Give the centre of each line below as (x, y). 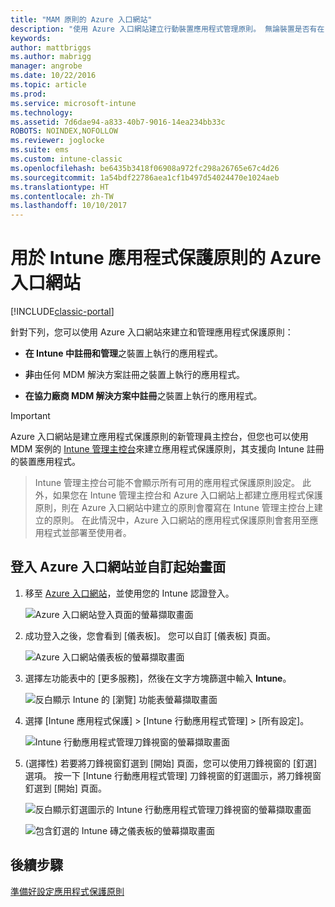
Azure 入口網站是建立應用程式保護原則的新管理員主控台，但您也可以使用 (159, 437)
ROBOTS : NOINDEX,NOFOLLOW (64, 131)
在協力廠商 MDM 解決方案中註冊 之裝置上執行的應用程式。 (143, 396)
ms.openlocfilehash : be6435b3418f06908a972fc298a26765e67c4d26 (145, 168)
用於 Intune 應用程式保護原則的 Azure (166, 258)
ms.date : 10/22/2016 (53, 76)
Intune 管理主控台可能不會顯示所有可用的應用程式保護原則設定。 (167, 483)
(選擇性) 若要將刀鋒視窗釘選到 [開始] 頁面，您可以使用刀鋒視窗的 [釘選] (171, 763)
